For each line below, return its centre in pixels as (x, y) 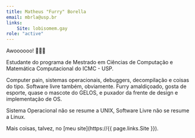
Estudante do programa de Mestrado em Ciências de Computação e (90, 62)
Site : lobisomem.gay (42, 28)
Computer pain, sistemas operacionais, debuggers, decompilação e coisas (97, 80)
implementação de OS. (34, 99)
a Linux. (16, 117)
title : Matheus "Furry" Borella (46, 12)
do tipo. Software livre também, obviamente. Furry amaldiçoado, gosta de (96, 86)
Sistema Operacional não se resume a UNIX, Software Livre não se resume (98, 111)
